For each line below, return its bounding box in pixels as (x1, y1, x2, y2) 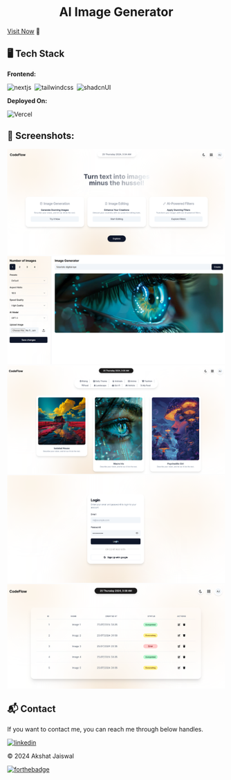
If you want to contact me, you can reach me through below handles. (7, 725, 204, 733)
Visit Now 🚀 (7, 27, 40, 35)
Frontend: (7, 70, 37, 78)
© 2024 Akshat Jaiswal (7, 752, 75, 760)
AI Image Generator (59, 4, 174, 20)
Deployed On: (7, 96, 48, 104)
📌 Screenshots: (7, 130, 75, 142)
